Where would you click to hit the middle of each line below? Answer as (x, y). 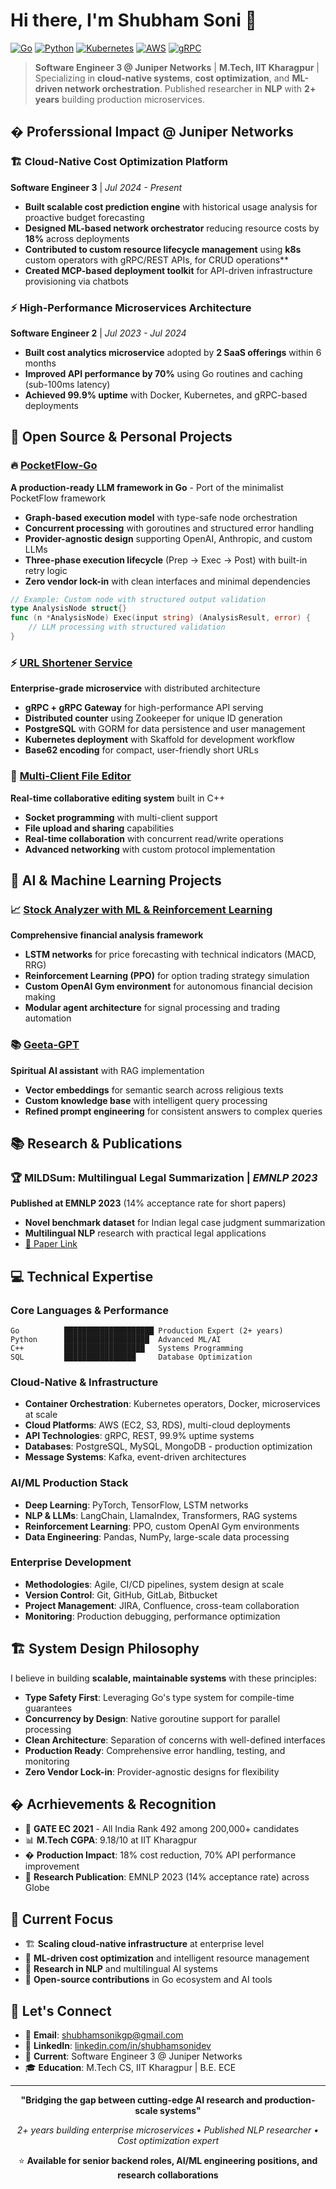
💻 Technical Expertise (82, 1276)
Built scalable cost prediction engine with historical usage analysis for (171, 206)
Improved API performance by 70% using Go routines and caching (163, 373)
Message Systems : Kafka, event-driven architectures (135, 1457)
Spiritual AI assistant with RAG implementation (107, 1070)
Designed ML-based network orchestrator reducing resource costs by (172, 228)
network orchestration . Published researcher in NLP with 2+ (190, 88)
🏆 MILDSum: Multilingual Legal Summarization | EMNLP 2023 (164, 1177)
